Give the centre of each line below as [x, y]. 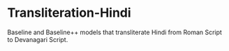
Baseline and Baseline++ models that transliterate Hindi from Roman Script [114, 32]
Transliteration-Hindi [69, 13]
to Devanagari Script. [38, 39]
